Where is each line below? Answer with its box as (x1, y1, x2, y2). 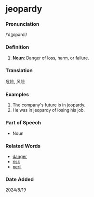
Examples (5, 91, 29, 98)
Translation (5, 67, 33, 74)
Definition (5, 44, 29, 50)
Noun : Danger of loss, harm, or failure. (12, 55, 90, 61)
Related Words (5, 142, 40, 149)
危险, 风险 (5, 79, 25, 84)
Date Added (5, 176, 34, 182)
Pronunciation (5, 21, 40, 28)
